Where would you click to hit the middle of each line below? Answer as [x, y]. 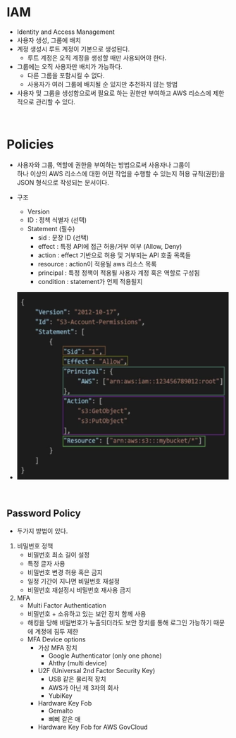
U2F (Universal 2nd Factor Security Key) [97, 671]
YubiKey [60, 696]
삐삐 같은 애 [64, 719]
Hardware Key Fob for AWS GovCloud [93, 727]
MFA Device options [56, 639]
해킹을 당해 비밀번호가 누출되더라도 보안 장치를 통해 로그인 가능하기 [119, 623]
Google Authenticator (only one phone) [105, 656]
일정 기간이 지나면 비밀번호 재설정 [74, 582]
